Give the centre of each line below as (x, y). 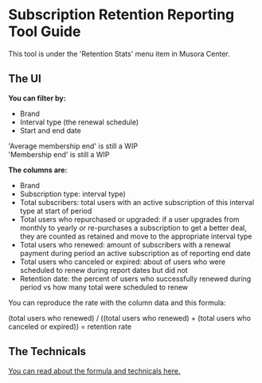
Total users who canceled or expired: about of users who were (122, 262)
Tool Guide (45, 32)
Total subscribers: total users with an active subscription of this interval (137, 202)
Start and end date (50, 130)
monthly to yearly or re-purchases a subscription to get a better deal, (133, 227)
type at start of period (56, 211)
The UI (25, 79)
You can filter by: (37, 98)
